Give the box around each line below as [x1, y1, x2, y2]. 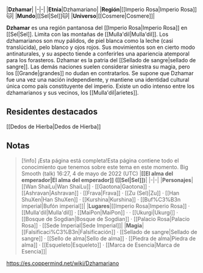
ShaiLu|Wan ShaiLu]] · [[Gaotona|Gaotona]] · [38, 183, 151, 190]
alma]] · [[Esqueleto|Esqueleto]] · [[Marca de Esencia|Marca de [21, 241, 180, 249]
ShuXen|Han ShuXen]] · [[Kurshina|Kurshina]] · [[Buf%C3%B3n [21, 195, 181, 203]
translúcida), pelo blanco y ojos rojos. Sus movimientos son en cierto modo [6, 43, 196, 51]
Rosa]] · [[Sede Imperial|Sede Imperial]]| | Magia [21, 222, 142, 229]
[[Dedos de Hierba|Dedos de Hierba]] [6, 123, 101, 130]
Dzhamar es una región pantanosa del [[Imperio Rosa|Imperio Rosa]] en [6, 24, 188, 31]
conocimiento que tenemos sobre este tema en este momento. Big [21, 163, 189, 170]
